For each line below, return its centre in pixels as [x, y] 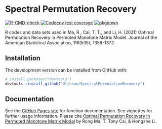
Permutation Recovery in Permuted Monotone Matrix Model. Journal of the [81, 37]
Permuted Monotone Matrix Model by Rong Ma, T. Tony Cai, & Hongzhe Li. [81, 121]
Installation [23, 58]
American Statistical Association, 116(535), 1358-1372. [60, 42]
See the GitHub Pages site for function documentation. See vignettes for [79, 111]
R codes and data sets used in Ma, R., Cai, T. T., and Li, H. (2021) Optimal [80, 32]
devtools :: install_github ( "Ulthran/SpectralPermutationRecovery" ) [75, 84]
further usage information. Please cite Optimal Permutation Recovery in [78, 116]
